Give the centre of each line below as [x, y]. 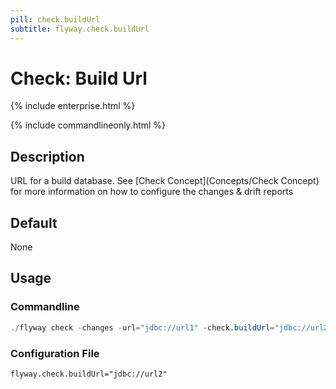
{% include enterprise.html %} [73, 106]
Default [34, 222]
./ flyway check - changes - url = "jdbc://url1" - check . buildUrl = [142, 327]
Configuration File [55, 353]
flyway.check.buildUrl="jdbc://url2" [89, 374]
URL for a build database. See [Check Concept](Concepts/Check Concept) [165, 181]
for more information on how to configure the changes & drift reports [152, 192]
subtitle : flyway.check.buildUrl [80, 29]
